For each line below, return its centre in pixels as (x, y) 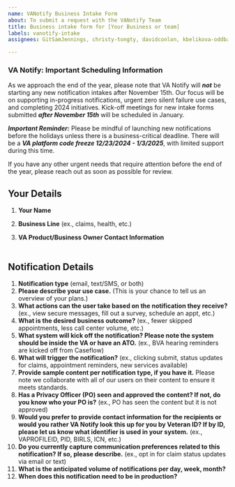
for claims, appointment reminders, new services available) (103, 365)
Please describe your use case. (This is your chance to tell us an (112, 291)
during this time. (31, 151)
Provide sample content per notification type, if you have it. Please (116, 373)
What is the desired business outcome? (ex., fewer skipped (105, 321)
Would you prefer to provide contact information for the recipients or (120, 417)
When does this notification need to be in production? (98, 477)
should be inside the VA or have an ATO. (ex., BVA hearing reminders (118, 343)
